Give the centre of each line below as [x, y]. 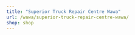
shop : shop [20, 23]
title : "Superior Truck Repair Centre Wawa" [64, 12]
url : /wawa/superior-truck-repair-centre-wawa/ [68, 17]
